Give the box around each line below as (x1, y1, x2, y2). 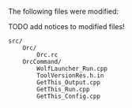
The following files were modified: (8, 7, 119, 16)
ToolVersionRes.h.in (36, 72, 104, 80)
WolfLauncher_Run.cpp (36, 65, 108, 73)
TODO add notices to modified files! (8, 22, 125, 31)
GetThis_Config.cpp (36, 92, 101, 100)
